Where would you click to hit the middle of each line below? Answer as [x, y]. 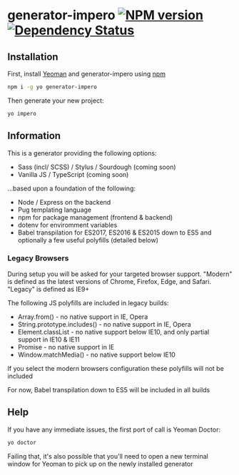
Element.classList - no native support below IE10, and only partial [113, 332]
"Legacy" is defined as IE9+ [49, 289]
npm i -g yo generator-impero [52, 87]
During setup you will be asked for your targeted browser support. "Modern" [120, 274]
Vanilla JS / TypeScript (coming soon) [73, 174]
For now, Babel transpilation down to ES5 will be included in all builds [109, 389]
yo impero [22, 113]
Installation [33, 57]
